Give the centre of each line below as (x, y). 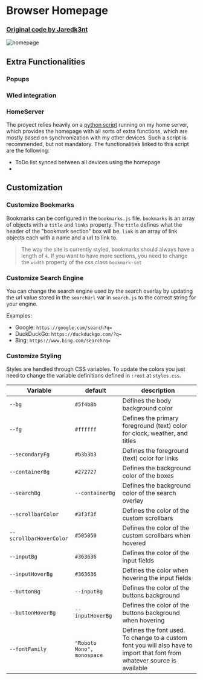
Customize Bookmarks (40, 205)
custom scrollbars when (156, 536)
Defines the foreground (155, 451)
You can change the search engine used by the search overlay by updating (100, 291)
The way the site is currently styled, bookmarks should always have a (108, 249)
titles (129, 441)
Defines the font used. (154, 630)
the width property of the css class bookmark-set (81, 262)
